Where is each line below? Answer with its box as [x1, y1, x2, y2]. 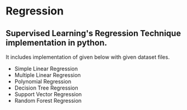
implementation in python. [5, 37, 107, 47]
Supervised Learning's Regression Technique [5, 28, 182, 38]
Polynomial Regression [14, 78, 72, 85]
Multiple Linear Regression [14, 72, 81, 79]
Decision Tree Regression [14, 84, 78, 91]
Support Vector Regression [14, 91, 82, 97]
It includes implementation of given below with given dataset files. [5, 53, 170, 61]
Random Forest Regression [14, 97, 82, 104]
